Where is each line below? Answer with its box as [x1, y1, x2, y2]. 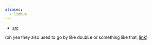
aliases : [5, 7, 23, 12]
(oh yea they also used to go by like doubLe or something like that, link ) [5, 34, 148, 40]
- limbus [9, 12, 27, 16]
